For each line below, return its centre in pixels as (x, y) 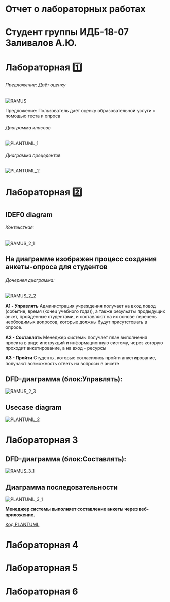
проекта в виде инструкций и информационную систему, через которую (84, 342)
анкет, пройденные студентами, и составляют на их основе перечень (81, 316)
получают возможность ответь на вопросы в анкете (62, 363)
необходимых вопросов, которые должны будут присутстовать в (76, 322)
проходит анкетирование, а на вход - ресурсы (56, 348)
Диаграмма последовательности (62, 487)
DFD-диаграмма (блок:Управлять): (64, 379)
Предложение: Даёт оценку (36, 85)
